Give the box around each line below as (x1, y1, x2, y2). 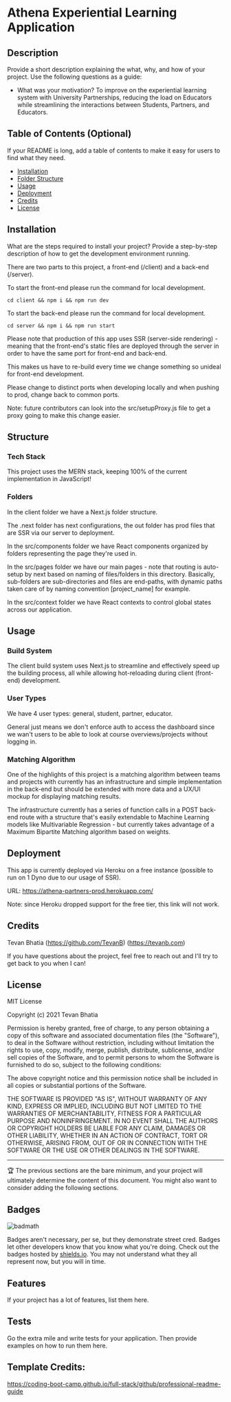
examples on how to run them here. (7, 1341, 108, 1350)
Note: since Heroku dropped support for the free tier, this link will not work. (7, 899, 220, 908)
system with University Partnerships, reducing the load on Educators (16, 93, 212, 101)
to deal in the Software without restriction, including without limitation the (7, 1039, 214, 1047)
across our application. (7, 605, 72, 614)
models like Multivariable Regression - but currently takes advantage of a (7, 820, 214, 828)
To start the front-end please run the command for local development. (7, 283, 206, 291)
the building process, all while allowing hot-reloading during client (7, 669, 194, 677)
